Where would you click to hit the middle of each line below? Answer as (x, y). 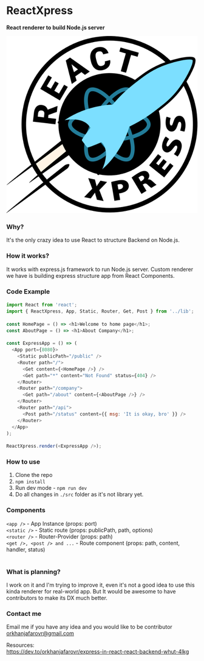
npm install (30, 482)
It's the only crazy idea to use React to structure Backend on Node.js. (93, 240)
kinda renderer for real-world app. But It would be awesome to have (91, 592)
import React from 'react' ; (42, 305)
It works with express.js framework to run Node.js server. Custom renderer (100, 269)
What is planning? (33, 571)
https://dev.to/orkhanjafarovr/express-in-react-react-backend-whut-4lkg (98, 652)
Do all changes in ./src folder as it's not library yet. (79, 495)
